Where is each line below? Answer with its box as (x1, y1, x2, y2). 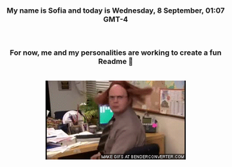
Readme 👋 (98, 57, 133, 67)
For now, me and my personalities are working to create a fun (9, 48, 222, 58)
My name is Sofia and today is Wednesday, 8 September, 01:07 (6, 6, 225, 15)
